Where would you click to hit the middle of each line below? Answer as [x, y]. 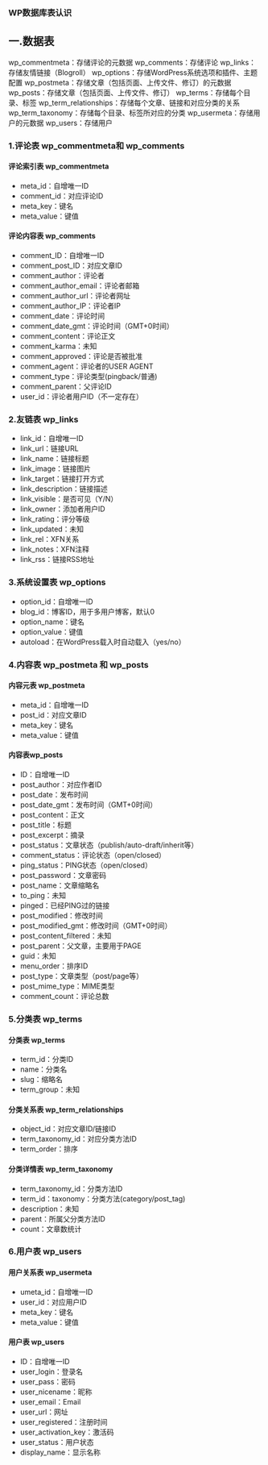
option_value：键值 [52, 631]
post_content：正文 [52, 814]
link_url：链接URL [49, 448]
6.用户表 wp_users [45, 1251]
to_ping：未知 [43, 895]
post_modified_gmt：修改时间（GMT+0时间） [96, 926]
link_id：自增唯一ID [52, 439]
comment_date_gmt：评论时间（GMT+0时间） [97, 326]
